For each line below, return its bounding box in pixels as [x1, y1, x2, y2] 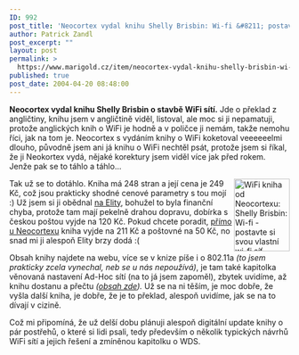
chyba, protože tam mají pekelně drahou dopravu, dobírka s [9, 206, 229, 217]
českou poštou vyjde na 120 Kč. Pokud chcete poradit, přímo [9, 216, 232, 227]
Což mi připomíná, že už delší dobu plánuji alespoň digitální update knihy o [9, 317, 283, 327]
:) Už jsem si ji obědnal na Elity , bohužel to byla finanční [9, 197, 214, 208]
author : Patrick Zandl [9, 29, 93, 38]
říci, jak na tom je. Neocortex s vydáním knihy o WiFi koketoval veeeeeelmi [9, 132, 283, 143]
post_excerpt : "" [9, 37, 74, 47]
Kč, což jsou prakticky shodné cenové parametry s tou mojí [9, 187, 227, 198]
